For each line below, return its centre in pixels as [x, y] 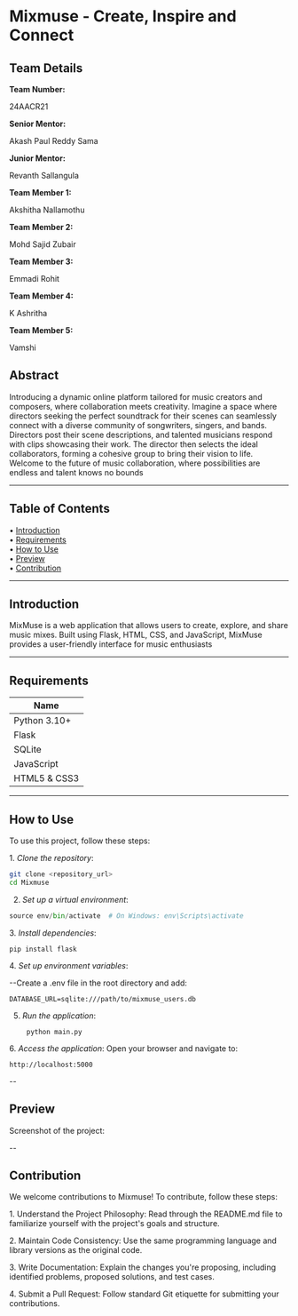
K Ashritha [28, 313]
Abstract [34, 375]
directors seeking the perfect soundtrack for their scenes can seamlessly [143, 416]
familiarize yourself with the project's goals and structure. [114, 1224]
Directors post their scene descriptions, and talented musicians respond [141, 435]
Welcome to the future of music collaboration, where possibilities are [135, 463]
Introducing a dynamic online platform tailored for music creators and [136, 396]
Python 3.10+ [43, 721]
